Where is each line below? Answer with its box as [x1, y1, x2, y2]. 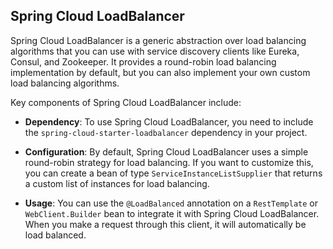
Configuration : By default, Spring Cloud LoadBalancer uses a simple [24, 145, 309, 158]
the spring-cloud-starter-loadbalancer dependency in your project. [24, 126, 308, 138]
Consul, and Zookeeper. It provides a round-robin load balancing [10, 55, 277, 68]
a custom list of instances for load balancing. [24, 177, 210, 189]
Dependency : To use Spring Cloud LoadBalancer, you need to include [24, 115, 314, 128]
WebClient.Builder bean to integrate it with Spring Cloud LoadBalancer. [24, 207, 320, 219]
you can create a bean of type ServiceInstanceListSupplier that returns [24, 167, 323, 179]
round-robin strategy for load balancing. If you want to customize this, [24, 156, 314, 168]
